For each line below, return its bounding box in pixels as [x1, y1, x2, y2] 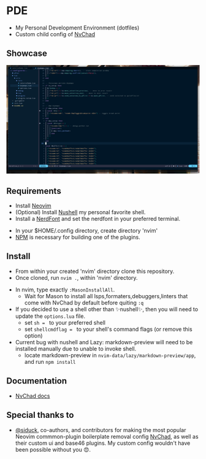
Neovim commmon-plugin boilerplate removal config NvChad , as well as [15, 433, 199, 440]
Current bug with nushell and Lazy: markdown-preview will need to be [15, 338, 193, 345]
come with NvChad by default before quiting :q [24, 299, 144, 306]
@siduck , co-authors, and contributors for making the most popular [15, 426, 186, 433]
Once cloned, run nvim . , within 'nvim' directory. [15, 274, 138, 281]
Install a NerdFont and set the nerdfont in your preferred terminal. [15, 215, 181, 223]
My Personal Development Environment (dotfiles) [15, 24, 140, 31]
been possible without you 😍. [15, 445, 91, 453]
